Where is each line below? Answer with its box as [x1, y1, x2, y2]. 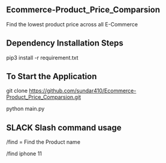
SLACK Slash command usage [6, 122, 122, 132]
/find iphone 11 [6, 150, 42, 158]
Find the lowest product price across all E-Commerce [6, 20, 138, 28]
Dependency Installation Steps [6, 38, 124, 49]
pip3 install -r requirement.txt [6, 54, 79, 61]
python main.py [6, 105, 45, 113]
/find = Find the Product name [6, 138, 81, 146]
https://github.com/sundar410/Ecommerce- [29, 87, 137, 95]
